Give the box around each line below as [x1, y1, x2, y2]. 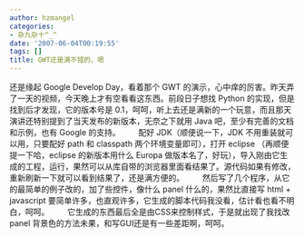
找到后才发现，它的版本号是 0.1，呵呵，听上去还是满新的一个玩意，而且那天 [9, 104, 292, 114]
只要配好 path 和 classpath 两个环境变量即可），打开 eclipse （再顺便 [33, 138, 289, 149]
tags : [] [9, 47, 43, 56]
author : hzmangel [9, 13, 75, 23]
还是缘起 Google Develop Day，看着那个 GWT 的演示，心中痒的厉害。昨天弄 [9, 82, 295, 92]
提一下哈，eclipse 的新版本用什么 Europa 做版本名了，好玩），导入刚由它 [9, 150, 280, 160]
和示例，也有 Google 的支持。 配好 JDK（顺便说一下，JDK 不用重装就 [9, 127, 286, 137]
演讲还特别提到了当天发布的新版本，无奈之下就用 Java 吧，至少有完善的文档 [9, 115, 295, 126]
